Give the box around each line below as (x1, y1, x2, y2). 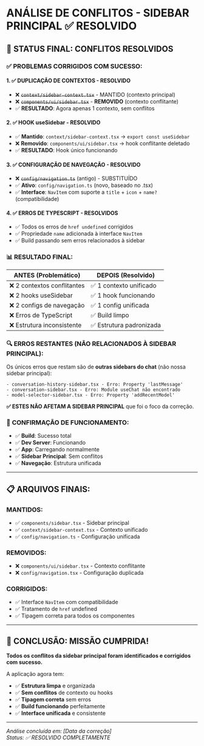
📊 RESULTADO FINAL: (6, 253, 73, 261)
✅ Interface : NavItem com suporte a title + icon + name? (15, 189, 158, 196)
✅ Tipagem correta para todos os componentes (15, 612, 135, 619)
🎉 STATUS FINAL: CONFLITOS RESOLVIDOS (6, 43, 174, 54)
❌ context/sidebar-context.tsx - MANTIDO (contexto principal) (15, 91, 176, 98)
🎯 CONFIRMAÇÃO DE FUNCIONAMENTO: (6, 418, 129, 426)
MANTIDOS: (6, 505, 44, 514)
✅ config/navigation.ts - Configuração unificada (15, 533, 140, 540)
